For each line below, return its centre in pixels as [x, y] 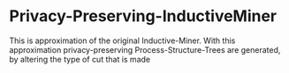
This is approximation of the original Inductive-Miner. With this [122, 40]
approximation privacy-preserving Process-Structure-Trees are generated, [145, 49]
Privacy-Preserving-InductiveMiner [143, 16]
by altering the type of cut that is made [80, 59]
